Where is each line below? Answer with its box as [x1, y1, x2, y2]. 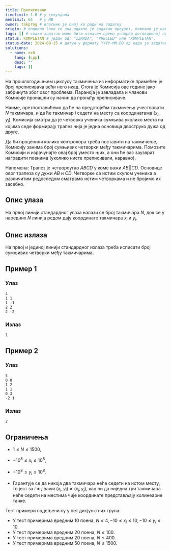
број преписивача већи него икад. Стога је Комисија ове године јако [5, 84, 155, 90]
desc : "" [14, 60, 33, 65]
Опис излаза [5, 231, 47, 239]
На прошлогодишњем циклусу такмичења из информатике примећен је [5, 79, 163, 85]
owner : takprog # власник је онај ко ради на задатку [5, 21, 122, 27]
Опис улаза [5, 196, 44, 205]
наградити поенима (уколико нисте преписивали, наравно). [5, 155, 136, 161]
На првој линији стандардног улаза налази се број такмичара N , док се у [5, 209, 165, 215]
